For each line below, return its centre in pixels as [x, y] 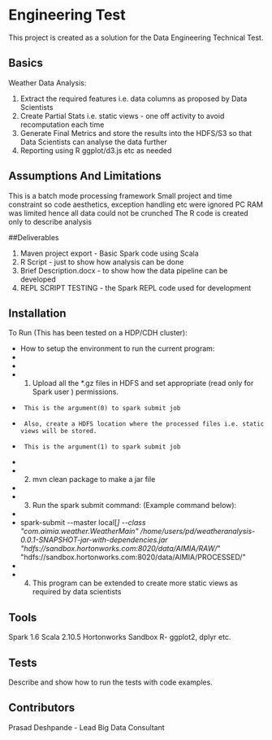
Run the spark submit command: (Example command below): [134, 506]
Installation [37, 313]
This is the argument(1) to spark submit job [102, 447]
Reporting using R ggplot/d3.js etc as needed [96, 150]
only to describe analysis [50, 221]
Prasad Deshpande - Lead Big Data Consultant [86, 727]
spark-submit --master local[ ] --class [83, 523]
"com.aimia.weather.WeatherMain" [79, 532]
